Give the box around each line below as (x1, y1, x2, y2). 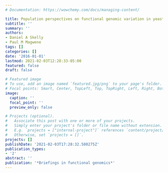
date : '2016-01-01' (5, 54, 46, 59)
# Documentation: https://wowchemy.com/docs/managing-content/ (5, 7, 140, 13)
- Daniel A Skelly (5, 35, 43, 40)
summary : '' (5, 26, 30, 31)
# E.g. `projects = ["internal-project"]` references (5, 128, 124, 133)
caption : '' (9, 95, 35, 100)
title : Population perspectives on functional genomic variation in (5, 16, 151, 22)
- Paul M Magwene (5, 40, 41, 45)
